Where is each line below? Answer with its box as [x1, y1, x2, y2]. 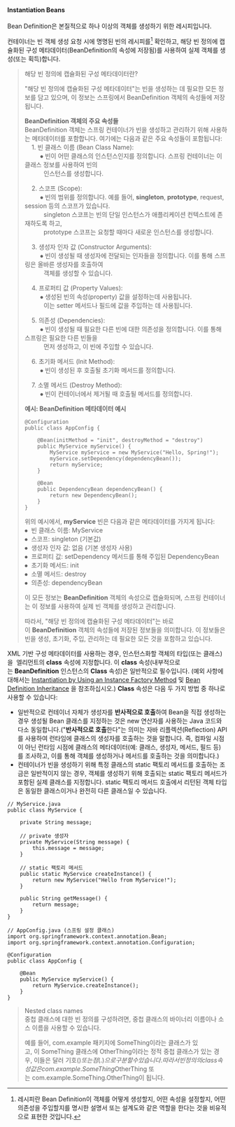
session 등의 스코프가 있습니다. [24, 201, 111, 210]
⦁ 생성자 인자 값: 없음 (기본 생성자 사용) [24, 543, 133, 552]
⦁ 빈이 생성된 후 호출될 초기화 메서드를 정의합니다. [40, 366, 176, 374]
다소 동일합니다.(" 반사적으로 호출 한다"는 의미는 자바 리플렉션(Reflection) [17, 725, 216, 734]
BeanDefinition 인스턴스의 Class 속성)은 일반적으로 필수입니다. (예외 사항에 [14, 667, 224, 675]
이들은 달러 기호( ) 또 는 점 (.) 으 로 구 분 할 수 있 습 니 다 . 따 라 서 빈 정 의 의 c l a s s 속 [34, 1056, 223, 1064]
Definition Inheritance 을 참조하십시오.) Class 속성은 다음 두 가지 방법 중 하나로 [7, 684, 226, 693]
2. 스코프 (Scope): [31, 184, 83, 192]
